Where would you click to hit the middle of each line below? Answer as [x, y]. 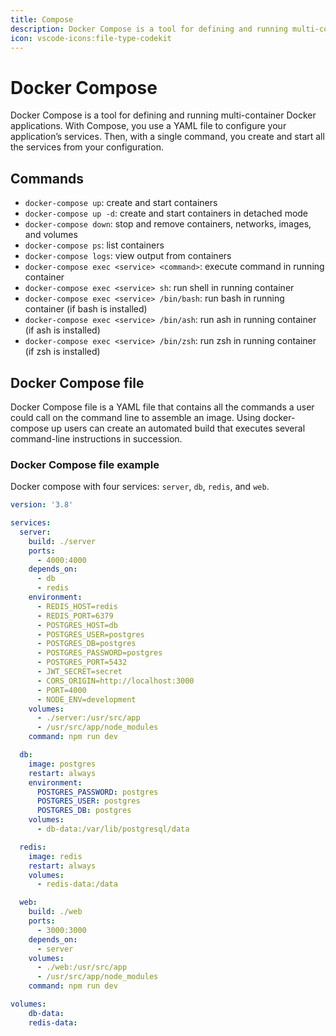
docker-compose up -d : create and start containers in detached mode [166, 213]
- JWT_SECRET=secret [79, 672]
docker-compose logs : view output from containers [128, 256]
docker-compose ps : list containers [94, 245]
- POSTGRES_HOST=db [77, 625]
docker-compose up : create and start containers [121, 203]
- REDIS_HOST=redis [77, 606]
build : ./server [62, 541]
